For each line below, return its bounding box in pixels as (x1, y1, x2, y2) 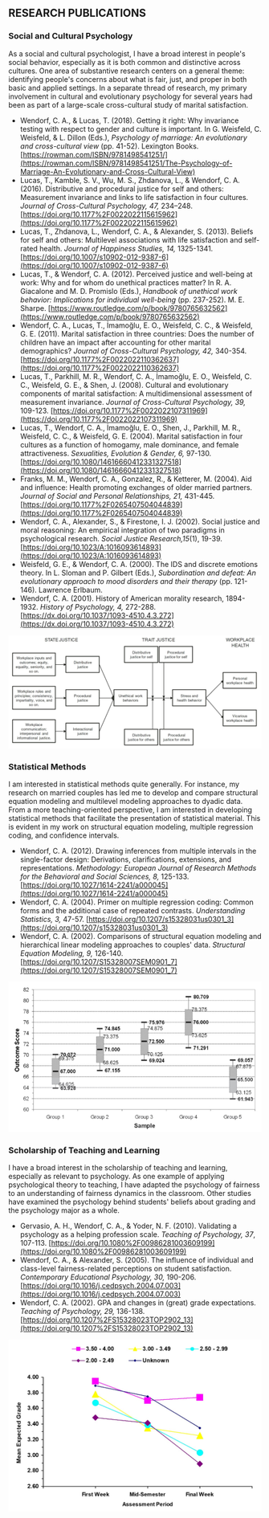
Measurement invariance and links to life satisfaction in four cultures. (19, 192, 249, 202)
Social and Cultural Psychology (8, 31, 133, 42)
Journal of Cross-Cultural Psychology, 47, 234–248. (19, 201, 193, 210)
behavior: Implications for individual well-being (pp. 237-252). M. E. (19, 295, 245, 304)
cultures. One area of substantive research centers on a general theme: (8, 66, 245, 75)
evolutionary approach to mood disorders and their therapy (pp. (19, 576, 233, 586)
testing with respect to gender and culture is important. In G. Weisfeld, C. (19, 124, 262, 133)
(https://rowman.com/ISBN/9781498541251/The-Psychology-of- (19, 158, 233, 168)
